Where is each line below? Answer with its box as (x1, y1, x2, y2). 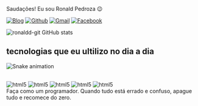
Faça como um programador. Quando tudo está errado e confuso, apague (6, 87, 193, 94)
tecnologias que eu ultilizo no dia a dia (6, 46, 154, 57)
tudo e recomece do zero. (6, 94, 72, 101)
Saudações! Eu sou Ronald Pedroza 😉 (6, 5, 103, 12)
